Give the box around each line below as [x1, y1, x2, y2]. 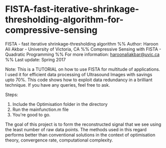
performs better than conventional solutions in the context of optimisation [5, 132, 156, 138]
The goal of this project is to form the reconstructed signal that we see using [5, 121, 162, 127]
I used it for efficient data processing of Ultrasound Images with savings [5, 71, 153, 77]
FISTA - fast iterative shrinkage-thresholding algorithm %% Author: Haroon [5, 41, 159, 47]
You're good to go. [12, 111, 51, 117]
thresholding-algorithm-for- [5, 14, 124, 25]
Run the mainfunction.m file [12, 106, 69, 112]
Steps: [5, 92, 18, 98]
